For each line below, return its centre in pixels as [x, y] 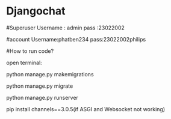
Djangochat [36, 11]
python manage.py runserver [42, 97]
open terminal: [24, 63]
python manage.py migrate [40, 86]
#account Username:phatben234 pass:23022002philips [76, 39]
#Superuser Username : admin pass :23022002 [66, 28]
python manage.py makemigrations [50, 74]
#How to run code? [30, 51]
